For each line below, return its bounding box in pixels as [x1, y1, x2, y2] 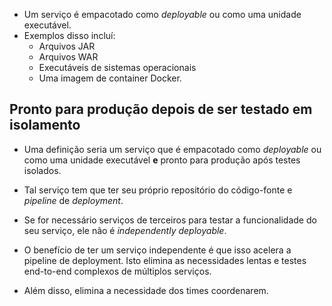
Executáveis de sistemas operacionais [38, 62, 197, 73]
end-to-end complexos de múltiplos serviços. [23, 265, 212, 277]
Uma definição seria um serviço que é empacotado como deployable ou [23, 143, 322, 155]
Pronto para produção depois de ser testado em [9, 101, 313, 118]
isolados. [23, 164, 62, 176]
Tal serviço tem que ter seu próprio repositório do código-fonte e [23, 184, 293, 196]
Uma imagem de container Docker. [38, 72, 182, 84]
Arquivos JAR [38, 40, 96, 52]
